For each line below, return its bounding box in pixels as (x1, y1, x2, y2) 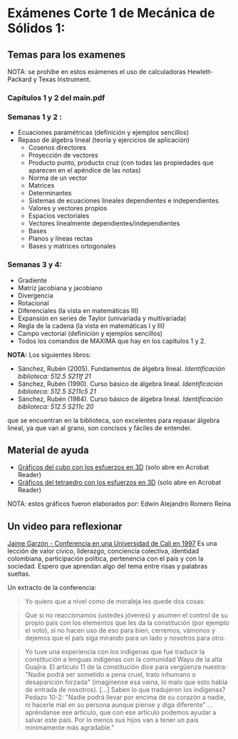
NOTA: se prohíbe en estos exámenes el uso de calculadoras (7, 68, 187, 76)
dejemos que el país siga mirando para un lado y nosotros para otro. (24, 633, 226, 643)
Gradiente (17, 276, 48, 285)
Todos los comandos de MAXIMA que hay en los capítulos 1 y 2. (17, 337, 207, 345)
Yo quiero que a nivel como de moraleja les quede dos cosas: (24, 597, 205, 606)
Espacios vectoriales (28, 212, 90, 220)
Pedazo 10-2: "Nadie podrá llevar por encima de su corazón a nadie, (24, 693, 226, 702)
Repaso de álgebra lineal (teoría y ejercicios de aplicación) (17, 136, 190, 144)
